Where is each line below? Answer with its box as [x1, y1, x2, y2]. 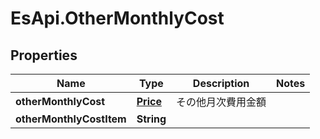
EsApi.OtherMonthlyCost [10, 7, 225, 30]
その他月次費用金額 [176, 95, 267, 109]
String [136, 112, 167, 126]
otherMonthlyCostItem [15, 112, 127, 126]
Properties [10, 47, 78, 64]
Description [192, 77, 250, 90]
